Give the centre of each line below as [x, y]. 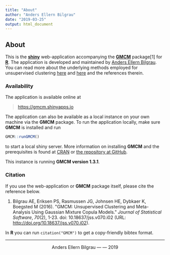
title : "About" [21, 10]
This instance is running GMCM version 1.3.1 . [53, 162]
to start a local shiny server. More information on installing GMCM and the [82, 147]
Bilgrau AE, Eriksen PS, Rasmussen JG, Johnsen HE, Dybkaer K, [79, 201]
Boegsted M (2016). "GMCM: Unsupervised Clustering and [74, 206]
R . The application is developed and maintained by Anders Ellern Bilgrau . [81, 62]
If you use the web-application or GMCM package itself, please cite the [80, 186]
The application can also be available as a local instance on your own [77, 117]
